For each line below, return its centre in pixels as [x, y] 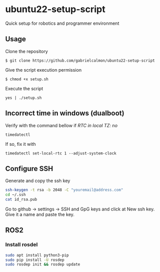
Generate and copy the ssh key [38, 181]
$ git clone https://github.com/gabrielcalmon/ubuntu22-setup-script [80, 61]
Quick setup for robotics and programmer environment [62, 23]
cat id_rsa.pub [21, 200]
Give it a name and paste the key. [40, 214]
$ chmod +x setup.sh [27, 79]
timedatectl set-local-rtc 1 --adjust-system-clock [61, 153]
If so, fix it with [21, 144]
